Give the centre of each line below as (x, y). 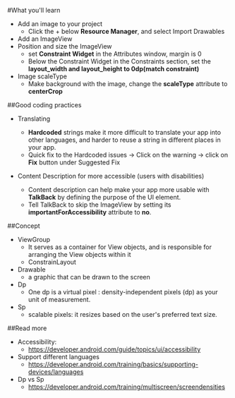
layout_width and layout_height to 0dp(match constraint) (114, 69)
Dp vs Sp (31, 379)
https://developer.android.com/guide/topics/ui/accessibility (114, 349)
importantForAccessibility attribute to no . (90, 212)
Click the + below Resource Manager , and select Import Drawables (126, 31)
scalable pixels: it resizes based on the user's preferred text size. (122, 314)
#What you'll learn (34, 10)
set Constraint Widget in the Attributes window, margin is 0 (115, 54)
